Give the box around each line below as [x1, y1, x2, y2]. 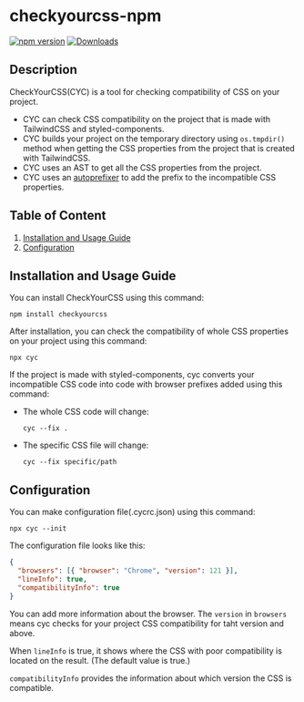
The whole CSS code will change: [22, 407, 149, 418]
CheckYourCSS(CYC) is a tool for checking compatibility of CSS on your [9, 86, 280, 97]
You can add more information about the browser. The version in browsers [9, 608, 288, 619]
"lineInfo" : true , [17, 574, 88, 583]
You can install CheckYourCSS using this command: [9, 293, 205, 304]
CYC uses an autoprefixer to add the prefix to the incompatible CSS [22, 171, 276, 182]
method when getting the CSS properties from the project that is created [22, 142, 296, 153]
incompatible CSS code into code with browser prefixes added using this [9, 379, 283, 390]
